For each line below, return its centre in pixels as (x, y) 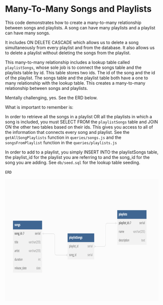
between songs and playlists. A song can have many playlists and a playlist (80, 27)
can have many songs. (27, 33)
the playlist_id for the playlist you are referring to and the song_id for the (77, 157)
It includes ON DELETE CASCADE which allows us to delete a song (72, 42)
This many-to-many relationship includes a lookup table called (67, 62)
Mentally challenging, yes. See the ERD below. (51, 98)
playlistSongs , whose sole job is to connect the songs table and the (73, 67)
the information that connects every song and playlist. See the (67, 132)
